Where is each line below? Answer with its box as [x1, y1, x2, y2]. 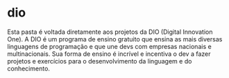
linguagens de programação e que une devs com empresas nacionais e [7, 42, 212, 50]
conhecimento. [7, 64, 51, 72]
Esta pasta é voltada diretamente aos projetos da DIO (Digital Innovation [7, 28, 213, 36]
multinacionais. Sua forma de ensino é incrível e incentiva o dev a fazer [7, 50, 211, 58]
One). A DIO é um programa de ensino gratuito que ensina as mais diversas [7, 35, 223, 43]
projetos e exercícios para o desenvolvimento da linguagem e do [7, 57, 192, 65]
